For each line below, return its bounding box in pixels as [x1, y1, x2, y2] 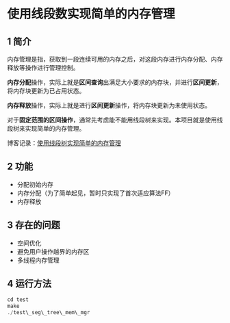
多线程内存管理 [16, 256, 60, 264]
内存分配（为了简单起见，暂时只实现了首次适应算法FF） [16, 189, 175, 197]
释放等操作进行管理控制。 [7, 64, 79, 72]
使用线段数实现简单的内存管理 [7, 6, 176, 22]
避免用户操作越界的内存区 [16, 247, 90, 255]
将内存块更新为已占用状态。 [7, 87, 86, 94]
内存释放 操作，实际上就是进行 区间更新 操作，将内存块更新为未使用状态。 [7, 101, 211, 109]
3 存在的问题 [7, 220, 60, 231]
